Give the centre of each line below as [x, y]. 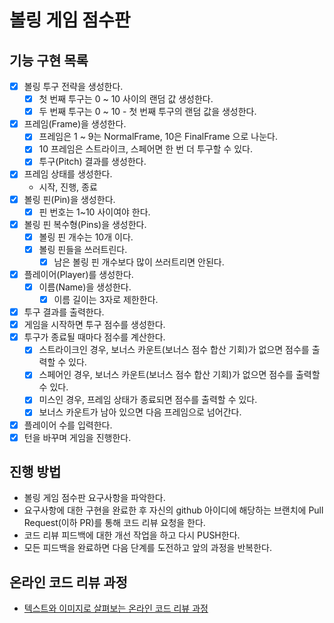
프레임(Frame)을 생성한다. [75, 124]
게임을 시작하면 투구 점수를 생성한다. [94, 325]
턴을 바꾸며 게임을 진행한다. [77, 437]
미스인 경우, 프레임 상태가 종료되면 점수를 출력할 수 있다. [148, 400]
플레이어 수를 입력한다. [68, 425]
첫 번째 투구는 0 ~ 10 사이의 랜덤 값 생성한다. [126, 99]
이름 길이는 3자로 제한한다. [106, 299]
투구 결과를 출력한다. [64, 312]
